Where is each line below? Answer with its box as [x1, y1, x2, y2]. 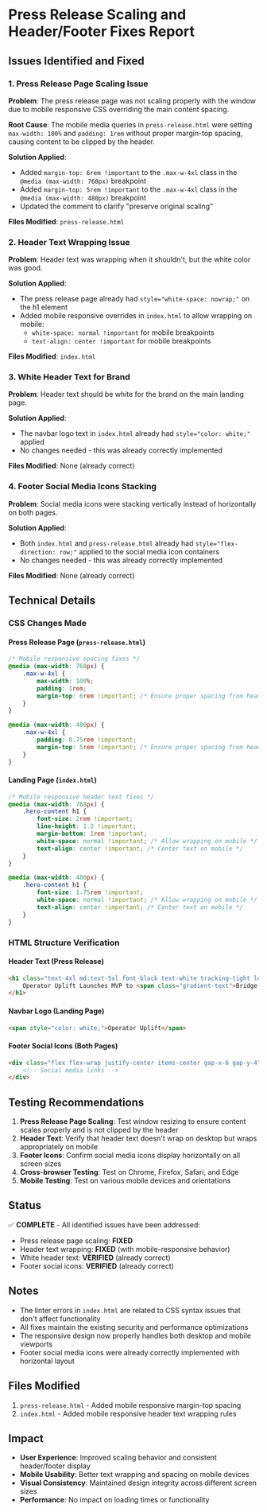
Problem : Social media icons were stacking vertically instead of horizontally [8, 499, 257, 508]
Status [8, 1199, 42, 1212]
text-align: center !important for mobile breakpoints [31, 336, 211, 346]
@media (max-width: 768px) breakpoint [19, 176, 147, 185]
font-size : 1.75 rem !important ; [37, 888, 145, 896]
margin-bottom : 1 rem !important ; [37, 830, 148, 838]
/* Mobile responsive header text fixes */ [8, 793, 155, 801]
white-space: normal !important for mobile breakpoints [31, 328, 215, 337]
